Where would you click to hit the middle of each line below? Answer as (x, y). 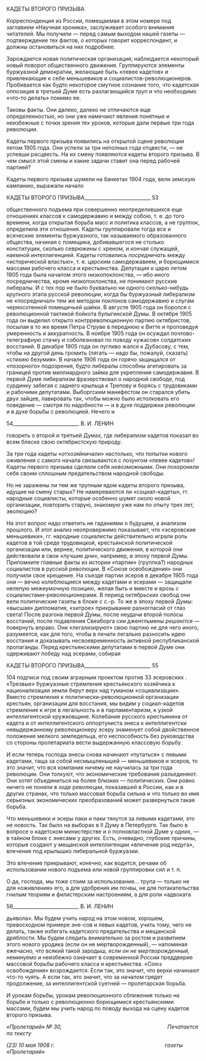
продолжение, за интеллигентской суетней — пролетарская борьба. (97, 983)
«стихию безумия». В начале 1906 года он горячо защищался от (91, 359)
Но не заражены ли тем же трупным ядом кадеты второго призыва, (96, 485)
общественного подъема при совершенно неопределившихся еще (94, 209)
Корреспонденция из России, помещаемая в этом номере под (89, 21)
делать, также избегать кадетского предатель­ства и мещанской (91, 931)
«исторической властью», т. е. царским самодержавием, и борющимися (103, 261)
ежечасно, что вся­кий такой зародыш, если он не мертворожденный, (98, 951)
